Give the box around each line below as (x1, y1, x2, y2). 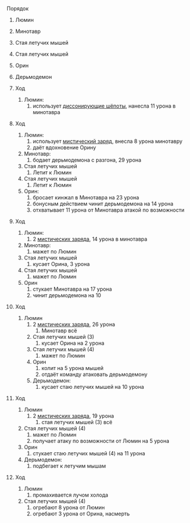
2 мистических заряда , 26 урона (32, 321, 116, 328)
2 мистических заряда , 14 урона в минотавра (32, 235, 148, 242)
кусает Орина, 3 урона (32, 261, 90, 267)
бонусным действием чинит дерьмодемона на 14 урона (32, 200, 174, 207)
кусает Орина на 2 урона (41, 339, 105, 347)
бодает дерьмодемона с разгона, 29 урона (32, 156, 141, 164)
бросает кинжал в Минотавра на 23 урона (32, 194, 140, 201)
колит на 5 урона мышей (41, 365, 104, 371)
